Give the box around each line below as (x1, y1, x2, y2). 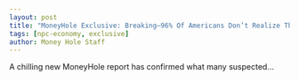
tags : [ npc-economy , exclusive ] (9, 29, 129, 38)
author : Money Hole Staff (9, 37, 105, 47)
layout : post (9, 12, 58, 22)
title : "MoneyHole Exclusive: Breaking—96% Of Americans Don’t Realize (9, 21, 280, 30)
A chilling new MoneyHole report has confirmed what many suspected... (9, 62, 274, 72)
